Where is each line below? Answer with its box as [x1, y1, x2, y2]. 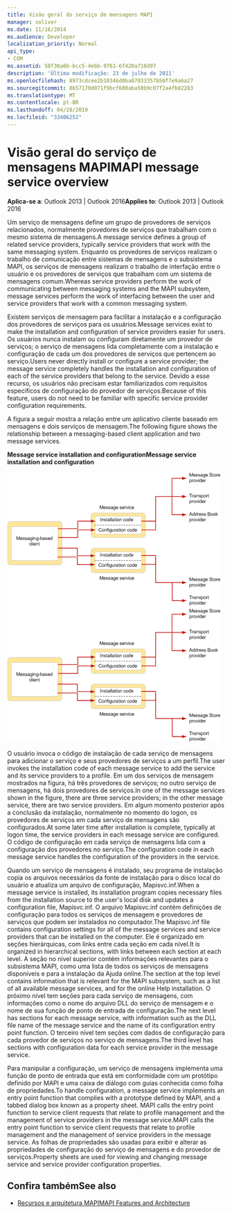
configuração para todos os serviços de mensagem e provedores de [7, 910, 203, 919]
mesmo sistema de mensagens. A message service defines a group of [7, 233, 206, 241]
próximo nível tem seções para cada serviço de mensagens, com [7, 991, 193, 1000]
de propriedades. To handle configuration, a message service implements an [7, 1086, 225, 1094]
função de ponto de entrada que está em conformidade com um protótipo [7, 1071, 218, 1080]
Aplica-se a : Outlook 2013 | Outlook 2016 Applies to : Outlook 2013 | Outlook [7, 197, 224, 205]
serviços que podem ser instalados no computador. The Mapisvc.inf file [7, 917, 211, 926]
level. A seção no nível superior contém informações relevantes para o [7, 954, 209, 962]
